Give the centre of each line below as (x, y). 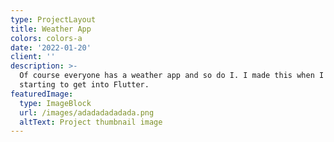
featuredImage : (42, 94)
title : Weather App (51, 29)
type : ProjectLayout (53, 19)
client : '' (33, 57)
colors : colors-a (46, 38)
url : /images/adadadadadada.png (87, 112)
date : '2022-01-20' (51, 47)
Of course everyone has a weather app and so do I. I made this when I (172, 76)
